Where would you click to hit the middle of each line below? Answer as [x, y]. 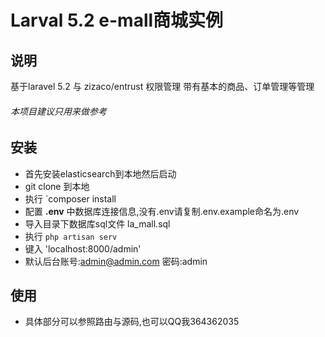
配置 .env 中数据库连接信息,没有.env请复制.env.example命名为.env [162, 211]
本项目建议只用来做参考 [58, 111]
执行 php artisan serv [71, 236]
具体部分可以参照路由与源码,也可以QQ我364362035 [132, 322]
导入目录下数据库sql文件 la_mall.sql [97, 223]
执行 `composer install [70, 198]
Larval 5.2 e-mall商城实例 [117, 20]
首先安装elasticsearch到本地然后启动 [100, 173]
